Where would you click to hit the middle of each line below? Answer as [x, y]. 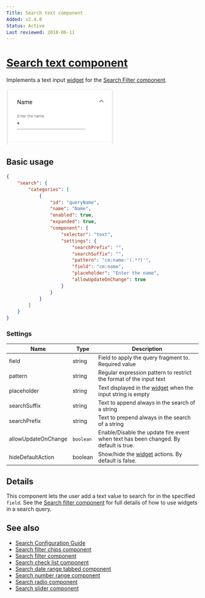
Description [147, 348]
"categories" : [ [49, 189]
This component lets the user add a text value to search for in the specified [101, 496]
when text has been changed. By [139, 439]
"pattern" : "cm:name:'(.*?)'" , [111, 260]
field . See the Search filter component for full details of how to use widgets [102, 502]
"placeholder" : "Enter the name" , [116, 273]
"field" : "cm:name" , [98, 267]
